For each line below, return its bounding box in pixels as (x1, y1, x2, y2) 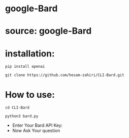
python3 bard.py (5, 114, 38, 119)
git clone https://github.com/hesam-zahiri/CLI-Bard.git (5, 73, 125, 78)
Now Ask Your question (12, 128, 60, 134)
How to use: (5, 89, 55, 100)
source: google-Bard (5, 26, 92, 37)
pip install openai (5, 64, 45, 69)
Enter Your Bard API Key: (12, 122, 63, 128)
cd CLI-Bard (5, 105, 30, 110)
